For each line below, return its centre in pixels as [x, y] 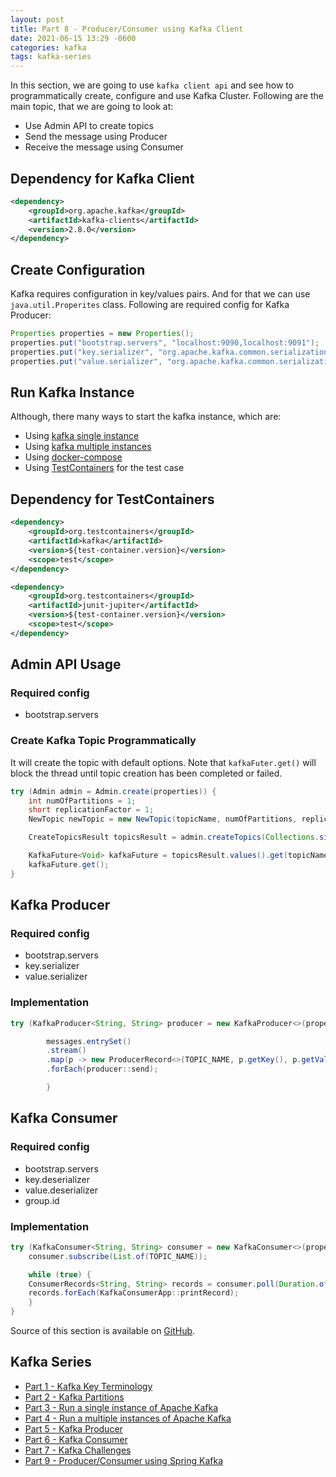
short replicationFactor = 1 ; [91, 810]
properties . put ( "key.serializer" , [82, 352]
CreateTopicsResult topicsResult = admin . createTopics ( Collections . [174, 837]
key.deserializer [57, 1179]
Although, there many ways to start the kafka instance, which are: [146, 417]
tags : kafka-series [51, 57]
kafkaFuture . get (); [69, 864]
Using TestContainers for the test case [104, 468]
